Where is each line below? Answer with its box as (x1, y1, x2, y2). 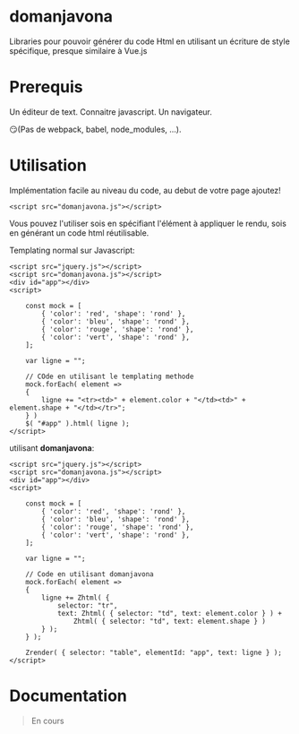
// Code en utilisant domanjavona (25, 569, 154, 579)
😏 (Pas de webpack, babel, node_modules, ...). (9, 124, 182, 134)
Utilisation (9, 155, 87, 176)
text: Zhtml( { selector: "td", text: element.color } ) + (56, 609, 282, 617)
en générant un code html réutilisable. (9, 227, 149, 238)
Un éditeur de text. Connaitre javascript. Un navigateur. (9, 106, 212, 117)
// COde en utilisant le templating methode (25, 372, 194, 381)
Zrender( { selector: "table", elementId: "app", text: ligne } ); (25, 648, 282, 657)
